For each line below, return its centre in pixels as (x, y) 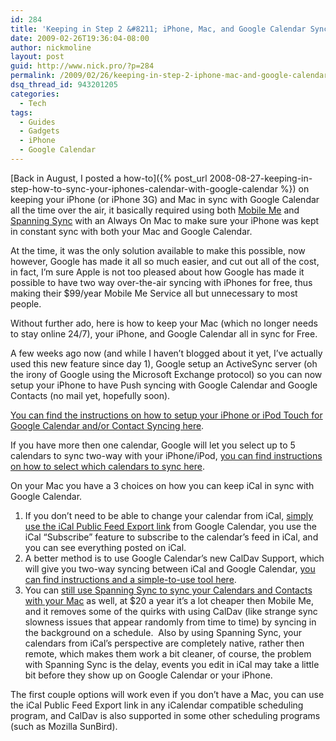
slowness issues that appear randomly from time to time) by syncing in (170, 622)
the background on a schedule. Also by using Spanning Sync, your (163, 632)
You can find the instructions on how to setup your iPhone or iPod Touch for (166, 415)
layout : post (37, 57)
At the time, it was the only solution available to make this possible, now (158, 250)
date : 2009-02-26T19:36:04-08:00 (80, 38)
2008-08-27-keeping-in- (261, 178)
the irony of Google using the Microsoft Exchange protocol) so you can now (166, 374)
